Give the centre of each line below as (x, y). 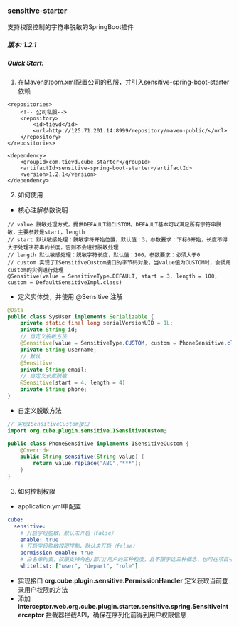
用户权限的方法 (46, 589)
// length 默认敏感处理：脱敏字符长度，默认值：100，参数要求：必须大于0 (104, 255)
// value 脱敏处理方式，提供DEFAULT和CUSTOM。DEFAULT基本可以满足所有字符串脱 (115, 224)
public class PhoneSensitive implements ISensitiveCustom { (99, 444)
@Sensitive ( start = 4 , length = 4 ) (73, 383)
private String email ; (54, 370)
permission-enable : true (57, 553)
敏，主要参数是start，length (46, 232)
